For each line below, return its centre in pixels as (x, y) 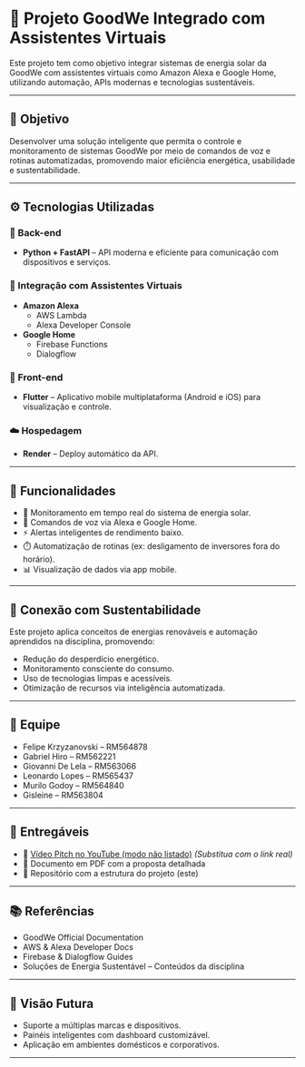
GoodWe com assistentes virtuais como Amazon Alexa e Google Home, (143, 73)
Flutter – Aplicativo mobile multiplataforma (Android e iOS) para (142, 397)
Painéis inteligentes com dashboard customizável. (116, 1035)
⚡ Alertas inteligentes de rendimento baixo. (103, 533)
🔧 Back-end (35, 233)
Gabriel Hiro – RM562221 (69, 756)
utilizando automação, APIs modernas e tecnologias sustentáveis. (133, 82)
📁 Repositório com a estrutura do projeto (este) (110, 873)
